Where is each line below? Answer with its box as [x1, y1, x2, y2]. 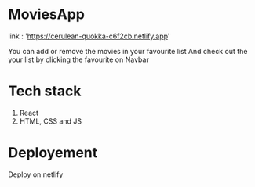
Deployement [8, 144, 98, 162]
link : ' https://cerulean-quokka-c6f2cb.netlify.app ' [8, 31, 170, 41]
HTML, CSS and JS [19, 116, 82, 126]
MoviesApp [8, 5, 85, 23]
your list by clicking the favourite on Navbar [8, 55, 149, 64]
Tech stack [8, 82, 82, 100]
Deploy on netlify [8, 170, 64, 179]
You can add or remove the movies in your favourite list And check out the [8, 46, 248, 56]
